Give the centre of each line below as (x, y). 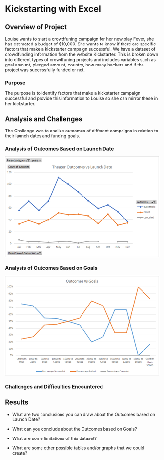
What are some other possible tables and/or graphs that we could (78, 448)
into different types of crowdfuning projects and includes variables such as (81, 59)
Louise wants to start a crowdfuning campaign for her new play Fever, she (80, 39)
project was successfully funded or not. (45, 70)
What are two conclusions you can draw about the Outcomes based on (83, 414)
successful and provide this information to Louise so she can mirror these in (82, 98)
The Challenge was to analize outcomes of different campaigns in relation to (82, 131)
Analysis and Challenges (44, 119)
